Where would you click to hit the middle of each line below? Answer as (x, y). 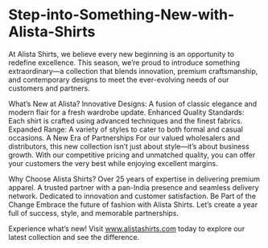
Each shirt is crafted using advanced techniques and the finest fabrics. (126, 120)
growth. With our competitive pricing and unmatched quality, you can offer (132, 155)
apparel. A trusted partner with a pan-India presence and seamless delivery (134, 187)
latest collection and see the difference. (74, 237)
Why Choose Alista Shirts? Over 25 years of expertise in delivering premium (134, 179)
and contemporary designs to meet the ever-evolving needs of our (119, 79)
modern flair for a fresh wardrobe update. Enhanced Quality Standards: (126, 112)
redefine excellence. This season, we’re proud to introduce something (124, 63)
